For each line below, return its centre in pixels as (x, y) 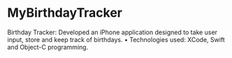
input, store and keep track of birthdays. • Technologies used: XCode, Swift (116, 39)
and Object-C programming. (48, 47)
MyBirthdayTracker (65, 13)
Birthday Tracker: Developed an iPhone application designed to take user (113, 32)
